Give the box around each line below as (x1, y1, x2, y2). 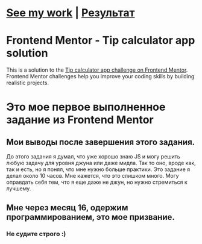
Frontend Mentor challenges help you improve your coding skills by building (6, 73, 195, 80)
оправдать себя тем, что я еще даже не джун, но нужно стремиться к (6, 178, 188, 186)
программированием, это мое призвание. (6, 211, 175, 222)
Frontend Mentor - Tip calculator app (6, 34, 195, 48)
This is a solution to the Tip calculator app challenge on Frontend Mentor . (6, 66, 188, 74)
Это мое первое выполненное (6, 100, 166, 114)
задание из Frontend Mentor (6, 113, 154, 127)
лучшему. (6, 185, 31, 192)
